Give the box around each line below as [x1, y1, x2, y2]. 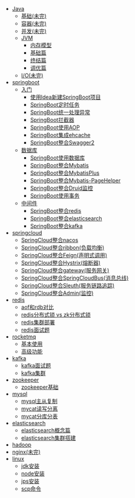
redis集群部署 [21, 318, 56, 326]
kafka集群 [21, 369, 46, 377]
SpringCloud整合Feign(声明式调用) [21, 252, 107, 258]
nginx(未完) [12, 448, 41, 456]
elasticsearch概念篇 [21, 427, 71, 434]
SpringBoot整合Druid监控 [30, 184, 93, 192]
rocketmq [12, 333, 36, 340]
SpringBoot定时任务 [30, 101, 80, 108]
